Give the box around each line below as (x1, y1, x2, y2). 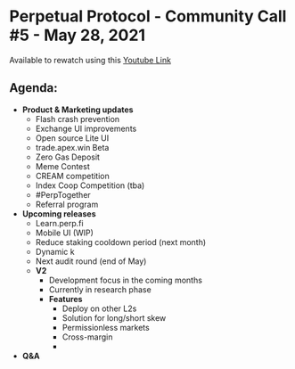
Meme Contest (35, 160, 91, 171)
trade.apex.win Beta (35, 142, 110, 152)
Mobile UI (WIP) (35, 227, 94, 238)
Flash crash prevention (35, 113, 120, 124)
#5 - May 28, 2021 (9, 25, 145, 45)
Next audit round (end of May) (35, 256, 147, 266)
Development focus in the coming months (48, 275, 203, 285)
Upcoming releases (21, 208, 96, 219)
